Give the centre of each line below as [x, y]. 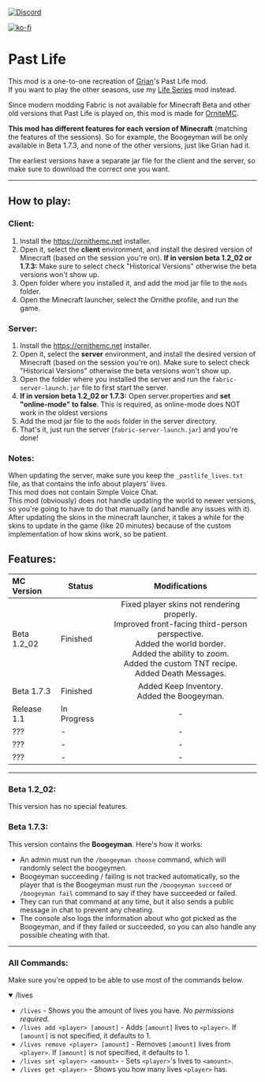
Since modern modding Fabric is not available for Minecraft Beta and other [129, 105]
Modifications [180, 586]
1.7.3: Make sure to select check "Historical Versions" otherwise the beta [138, 266]
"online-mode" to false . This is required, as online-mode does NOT [130, 404]
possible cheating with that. [65, 934]
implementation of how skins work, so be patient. [88, 534]
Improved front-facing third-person [181, 624]
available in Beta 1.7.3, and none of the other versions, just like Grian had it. [129, 145]
